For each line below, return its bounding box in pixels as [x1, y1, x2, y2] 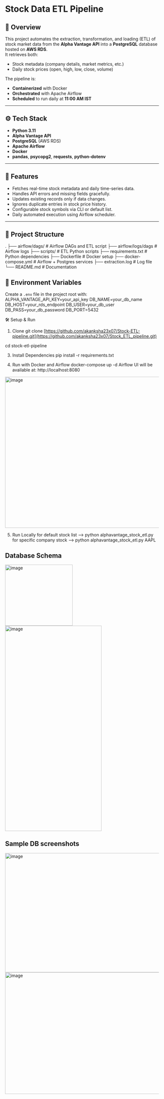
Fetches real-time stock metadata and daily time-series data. [12, 185, 135, 191]
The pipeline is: [5, 76, 36, 81]
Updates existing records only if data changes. [12, 196, 106, 202]
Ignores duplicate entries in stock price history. [12, 201, 107, 207]
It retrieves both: [5, 51, 38, 57]
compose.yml [5, 259, 33, 265]
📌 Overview [5, 23, 41, 31]
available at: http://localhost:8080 [12, 367, 81, 373]
